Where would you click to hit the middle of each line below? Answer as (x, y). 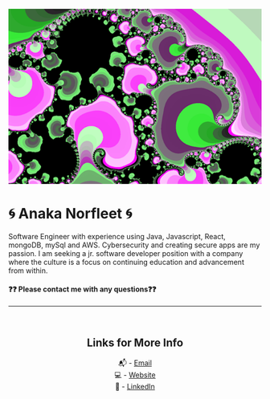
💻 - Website (135, 375)
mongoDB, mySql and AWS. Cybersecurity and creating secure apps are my (134, 245)
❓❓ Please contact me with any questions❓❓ (82, 289)
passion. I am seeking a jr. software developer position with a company (126, 253)
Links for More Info (135, 343)
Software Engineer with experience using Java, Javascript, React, (117, 236)
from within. (28, 271)
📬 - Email (135, 363)
